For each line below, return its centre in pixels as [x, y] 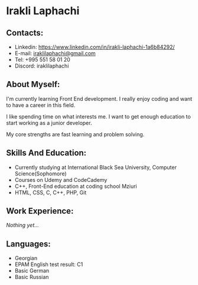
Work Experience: [40, 211]
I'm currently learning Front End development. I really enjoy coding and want [99, 98]
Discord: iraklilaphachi [42, 66]
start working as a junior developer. [49, 123]
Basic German [32, 271]
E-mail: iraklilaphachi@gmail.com [55, 53]
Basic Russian [32, 277]
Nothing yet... [23, 225]
